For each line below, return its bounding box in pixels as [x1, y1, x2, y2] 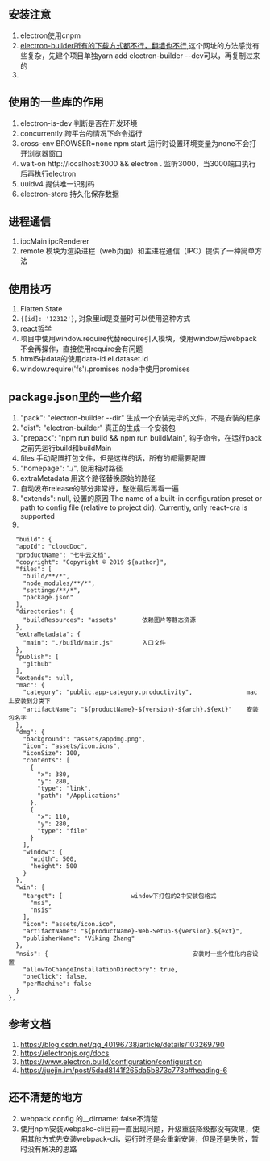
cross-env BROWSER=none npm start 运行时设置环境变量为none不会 [19, 138, 250, 148]
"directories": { [15, 608, 74, 616]
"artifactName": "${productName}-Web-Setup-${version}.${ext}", [23, 927, 243, 936]
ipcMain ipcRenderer [19, 236, 90, 246]
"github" [23, 660, 52, 668]
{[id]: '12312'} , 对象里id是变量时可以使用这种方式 [19, 314, 191, 324]
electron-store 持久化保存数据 [19, 189, 119, 198]
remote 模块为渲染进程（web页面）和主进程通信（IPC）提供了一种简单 [19, 246, 255, 256]
